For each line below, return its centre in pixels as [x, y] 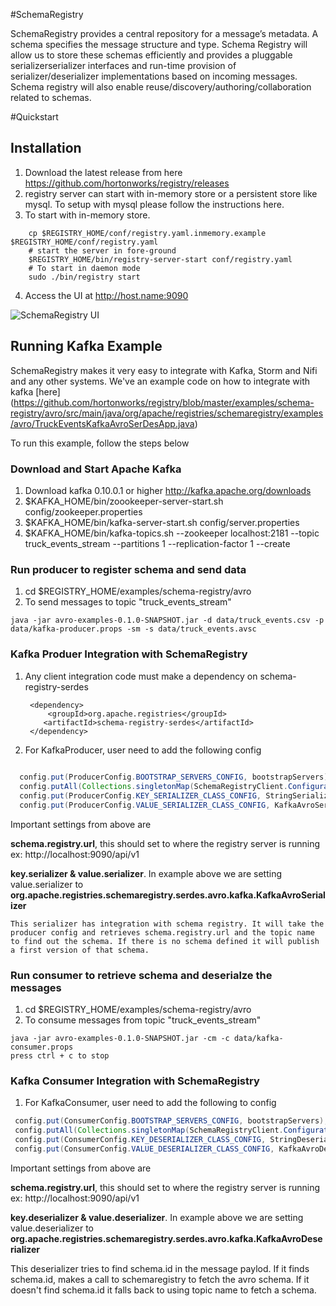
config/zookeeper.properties [83, 511]
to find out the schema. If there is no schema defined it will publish [165, 941]
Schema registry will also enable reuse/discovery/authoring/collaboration [161, 87]
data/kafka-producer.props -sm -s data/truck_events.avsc [133, 629]
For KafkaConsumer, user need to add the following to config [150, 1103]
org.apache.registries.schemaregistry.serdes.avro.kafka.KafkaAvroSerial [168, 895]
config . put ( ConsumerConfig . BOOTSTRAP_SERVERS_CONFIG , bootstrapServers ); [171, 1121]
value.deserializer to [52, 1228]
